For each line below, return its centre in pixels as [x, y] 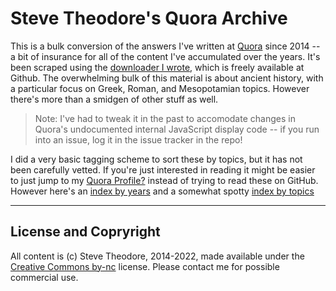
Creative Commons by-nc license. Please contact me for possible [145, 266]
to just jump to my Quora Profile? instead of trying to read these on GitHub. [164, 180]
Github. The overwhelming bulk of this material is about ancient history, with [167, 78]
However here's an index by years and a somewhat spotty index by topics [162, 191]
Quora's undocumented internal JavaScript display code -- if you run [177, 129]
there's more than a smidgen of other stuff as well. [114, 99]
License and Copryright [85, 232]
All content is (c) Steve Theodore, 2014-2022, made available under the [157, 256]
